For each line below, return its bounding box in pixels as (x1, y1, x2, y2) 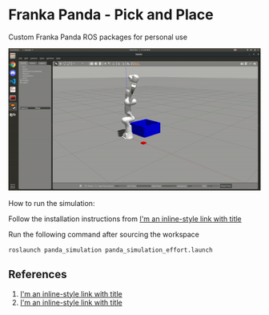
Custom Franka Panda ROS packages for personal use (8, 32, 188, 42)
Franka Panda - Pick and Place (8, 6, 214, 24)
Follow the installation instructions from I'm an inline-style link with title (8, 214, 242, 224)
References (8, 268, 67, 281)
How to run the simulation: (8, 198, 95, 208)
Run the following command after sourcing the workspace (8, 229, 200, 239)
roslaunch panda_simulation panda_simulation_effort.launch (8, 246, 214, 254)
